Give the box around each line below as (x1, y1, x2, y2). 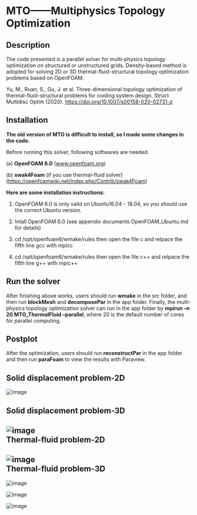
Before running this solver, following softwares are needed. (6, 148, 149, 155)
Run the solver (6, 276, 61, 286)
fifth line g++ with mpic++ (14, 259, 78, 266)
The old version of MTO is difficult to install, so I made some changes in (6, 131, 184, 138)
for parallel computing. (6, 317, 61, 324)
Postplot (6, 334, 38, 345)
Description (6, 40, 50, 50)
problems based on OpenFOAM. (6, 75, 84, 81)
